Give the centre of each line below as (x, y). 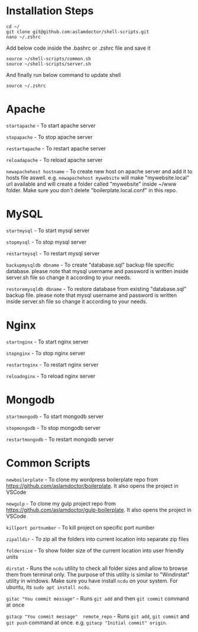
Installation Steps (50, 11)
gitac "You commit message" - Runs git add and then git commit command (98, 598)
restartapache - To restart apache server (56, 148)
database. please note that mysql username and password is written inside (97, 271)
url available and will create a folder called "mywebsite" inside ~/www (91, 184)
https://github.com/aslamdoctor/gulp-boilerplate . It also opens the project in (99, 510)
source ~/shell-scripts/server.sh (49, 64)
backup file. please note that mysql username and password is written (92, 295)
